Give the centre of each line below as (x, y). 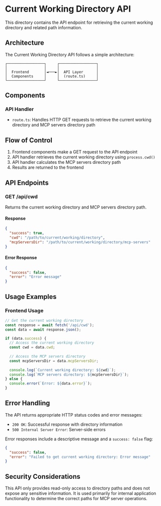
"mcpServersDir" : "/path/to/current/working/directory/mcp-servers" (80, 242)
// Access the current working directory (52, 343)
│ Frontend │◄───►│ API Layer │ (52, 72)
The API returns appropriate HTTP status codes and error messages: (74, 415)
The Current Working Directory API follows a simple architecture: (70, 54)
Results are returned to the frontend (48, 167)
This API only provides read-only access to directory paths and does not (78, 488)
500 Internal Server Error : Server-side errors (59, 429)
